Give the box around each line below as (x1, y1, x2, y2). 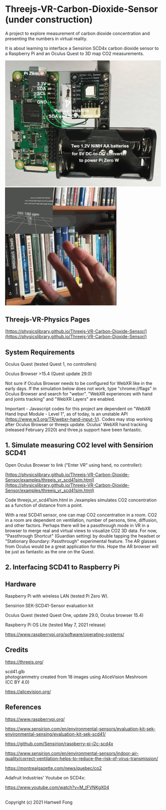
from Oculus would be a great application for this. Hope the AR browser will (5, 543, 159, 549)
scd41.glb (5, 668, 25, 674)
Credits (5, 646, 29, 654)
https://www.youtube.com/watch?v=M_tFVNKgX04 (5, 784, 110, 790)
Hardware (5, 580, 36, 588)
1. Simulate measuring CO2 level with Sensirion (5, 441, 154, 449)
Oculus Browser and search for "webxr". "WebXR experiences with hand (5, 390, 153, 397)
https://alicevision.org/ (5, 689, 51, 695)
